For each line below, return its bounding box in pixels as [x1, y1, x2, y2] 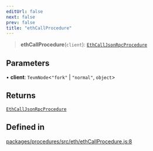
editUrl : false [6, 8, 43, 15]
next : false [6, 14, 35, 20]
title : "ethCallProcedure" [6, 25, 72, 31]
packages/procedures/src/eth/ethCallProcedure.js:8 [6, 137, 132, 145]
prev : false [6, 19, 35, 25]
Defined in [6, 122, 45, 132]
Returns [6, 90, 36, 100]
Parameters [6, 58, 50, 68]
